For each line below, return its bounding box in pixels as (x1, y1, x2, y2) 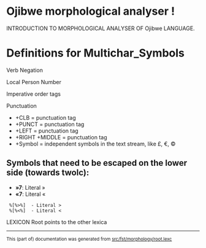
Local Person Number (6, 78, 62, 85)
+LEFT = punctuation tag (15, 127, 78, 134)
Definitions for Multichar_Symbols (6, 46, 185, 60)
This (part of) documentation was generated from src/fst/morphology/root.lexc (6, 236, 172, 242)
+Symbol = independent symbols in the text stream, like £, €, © (15, 140, 176, 147)
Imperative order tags (6, 90, 61, 98)
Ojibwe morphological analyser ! (6, 4, 175, 18)
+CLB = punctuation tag (15, 114, 77, 121)
